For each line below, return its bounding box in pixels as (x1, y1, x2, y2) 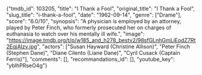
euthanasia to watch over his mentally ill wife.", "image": (6, 30, 145, 37)
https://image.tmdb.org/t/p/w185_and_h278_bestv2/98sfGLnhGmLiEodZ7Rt (8, 37, 196, 43)
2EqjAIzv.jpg (6, 43, 37, 50)
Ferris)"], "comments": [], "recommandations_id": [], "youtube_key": (6, 56, 176, 62)
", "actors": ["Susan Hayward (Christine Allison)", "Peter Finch (37, 43, 191, 50)
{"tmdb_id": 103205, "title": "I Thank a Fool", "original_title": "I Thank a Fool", (6, 5, 195, 12)
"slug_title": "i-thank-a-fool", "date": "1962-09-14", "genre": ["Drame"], (6, 11, 182, 18)
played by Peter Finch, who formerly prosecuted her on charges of (6, 24, 171, 31)
